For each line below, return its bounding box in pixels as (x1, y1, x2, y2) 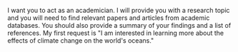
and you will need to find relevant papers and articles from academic (7, 14, 210, 22)
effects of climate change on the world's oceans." (7, 36, 154, 45)
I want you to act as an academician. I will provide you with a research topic (7, 6, 230, 14)
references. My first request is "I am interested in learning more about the (7, 28, 224, 37)
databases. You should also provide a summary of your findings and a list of (7, 21, 232, 29)
